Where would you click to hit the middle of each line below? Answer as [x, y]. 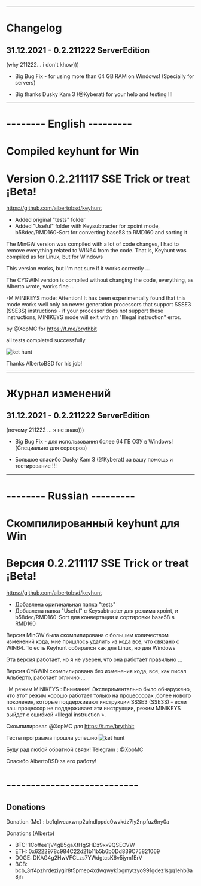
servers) [25, 82]
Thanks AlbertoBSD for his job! [44, 364]
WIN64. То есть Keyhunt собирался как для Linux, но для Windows [91, 647]
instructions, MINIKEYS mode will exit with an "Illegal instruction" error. [94, 317]
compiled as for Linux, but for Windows [55, 257]
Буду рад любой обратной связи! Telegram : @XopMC [75, 749]
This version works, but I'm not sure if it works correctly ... [78, 269]
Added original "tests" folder [50, 220]
